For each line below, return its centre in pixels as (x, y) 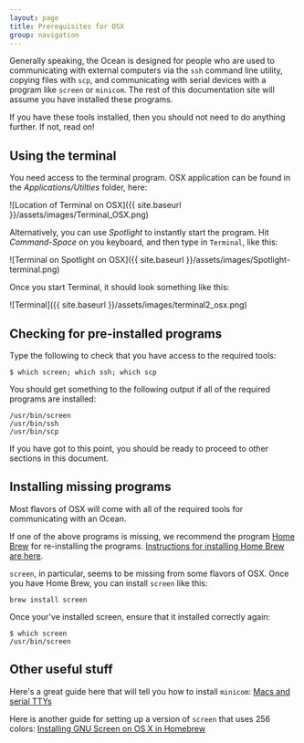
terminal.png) (35, 269)
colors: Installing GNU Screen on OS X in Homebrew (108, 728)
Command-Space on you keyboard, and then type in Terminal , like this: (144, 242)
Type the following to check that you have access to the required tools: (143, 356)
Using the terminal (63, 156)
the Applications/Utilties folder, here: (79, 187)
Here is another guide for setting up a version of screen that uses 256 (140, 718)
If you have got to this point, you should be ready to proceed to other (139, 449)
